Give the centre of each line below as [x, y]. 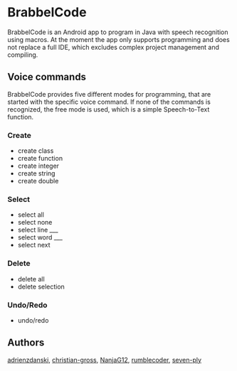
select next [34, 245]
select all [31, 215]
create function [40, 158]
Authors [26, 343]
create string [36, 173]
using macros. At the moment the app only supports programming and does [118, 39]
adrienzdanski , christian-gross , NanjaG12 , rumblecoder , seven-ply [104, 360]
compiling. [23, 55]
